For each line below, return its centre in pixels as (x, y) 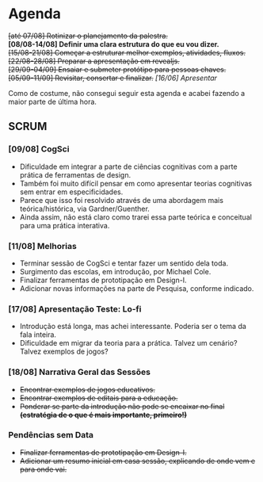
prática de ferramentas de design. (75, 174)
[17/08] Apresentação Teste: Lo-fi (75, 308)
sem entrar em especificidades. (71, 192)
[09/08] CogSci (39, 149)
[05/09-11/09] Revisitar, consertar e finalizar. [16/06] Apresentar (113, 78)
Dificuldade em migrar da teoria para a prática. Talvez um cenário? (128, 343)
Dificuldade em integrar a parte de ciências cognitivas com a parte (128, 166)
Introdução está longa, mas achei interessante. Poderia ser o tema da (133, 327)
